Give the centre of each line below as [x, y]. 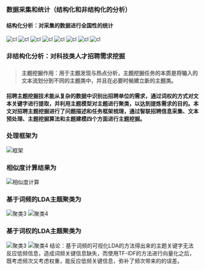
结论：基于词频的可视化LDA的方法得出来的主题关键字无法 [122, 246]
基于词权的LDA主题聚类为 [44, 231]
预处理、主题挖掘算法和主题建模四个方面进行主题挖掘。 [76, 119]
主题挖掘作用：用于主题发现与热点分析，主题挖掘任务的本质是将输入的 [110, 73]
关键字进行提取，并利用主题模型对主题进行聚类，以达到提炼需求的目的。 [102, 103]
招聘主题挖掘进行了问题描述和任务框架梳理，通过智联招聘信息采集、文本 [108, 111]
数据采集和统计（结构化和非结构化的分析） [69, 9]
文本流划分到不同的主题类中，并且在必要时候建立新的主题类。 [99, 80]
